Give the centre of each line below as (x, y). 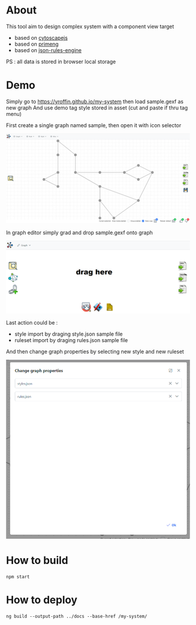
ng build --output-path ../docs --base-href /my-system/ (77, 617)
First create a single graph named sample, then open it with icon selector (94, 125)
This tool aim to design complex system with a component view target (90, 26)
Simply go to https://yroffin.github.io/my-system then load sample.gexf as (95, 101)
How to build (37, 561)
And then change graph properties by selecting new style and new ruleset (95, 351)
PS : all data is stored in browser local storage (61, 62)
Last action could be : (32, 322)
